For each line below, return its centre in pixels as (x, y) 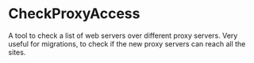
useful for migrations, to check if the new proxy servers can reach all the (127, 43)
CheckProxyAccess (74, 14)
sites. (17, 52)
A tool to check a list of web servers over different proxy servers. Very (123, 35)
